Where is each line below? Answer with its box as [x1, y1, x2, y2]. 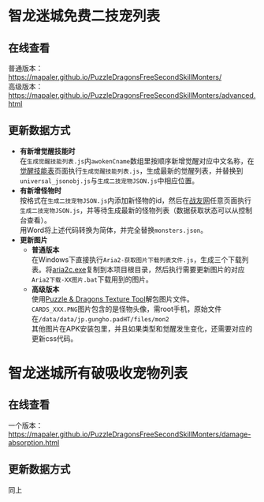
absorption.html [8, 437, 60, 447]
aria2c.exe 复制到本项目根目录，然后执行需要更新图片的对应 [52, 264, 246, 274]
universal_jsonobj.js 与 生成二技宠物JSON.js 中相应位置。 [19, 175, 199, 185]
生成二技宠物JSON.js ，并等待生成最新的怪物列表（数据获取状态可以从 [19, 205, 239, 215]
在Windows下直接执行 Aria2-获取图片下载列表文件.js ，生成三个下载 [31, 254, 242, 264]
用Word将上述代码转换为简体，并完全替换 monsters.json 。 [19, 225, 207, 234]
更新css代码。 [31, 333, 78, 343]
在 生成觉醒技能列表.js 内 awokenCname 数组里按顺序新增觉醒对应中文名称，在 [19, 155, 255, 166]
